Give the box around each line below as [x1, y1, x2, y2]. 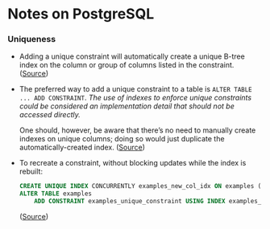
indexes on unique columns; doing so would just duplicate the [19, 134, 225, 144]
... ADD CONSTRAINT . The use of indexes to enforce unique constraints [19, 93, 251, 103]
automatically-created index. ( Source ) [19, 142, 146, 153]
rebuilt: [19, 166, 44, 177]
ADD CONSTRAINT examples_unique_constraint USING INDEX [34, 198, 226, 206]
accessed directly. [19, 110, 81, 120]
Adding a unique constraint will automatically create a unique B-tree [19, 51, 245, 61]
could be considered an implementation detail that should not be [19, 101, 235, 111]
